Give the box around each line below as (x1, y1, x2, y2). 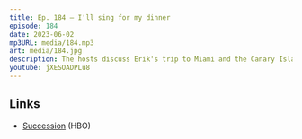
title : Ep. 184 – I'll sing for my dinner (9, 13, 171, 22)
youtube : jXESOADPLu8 (9, 64, 91, 73)
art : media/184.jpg (9, 47, 83, 56)
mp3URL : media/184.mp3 (9, 38, 94, 48)
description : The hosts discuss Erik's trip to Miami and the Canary (9, 55, 276, 64)
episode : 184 (9, 22, 58, 30)
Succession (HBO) (22, 120, 92, 131)
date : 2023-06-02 (9, 30, 75, 39)
